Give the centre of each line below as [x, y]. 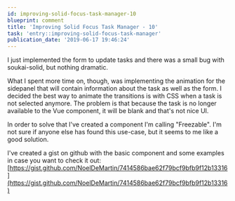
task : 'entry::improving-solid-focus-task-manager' [84, 33]
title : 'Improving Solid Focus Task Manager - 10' [83, 27]
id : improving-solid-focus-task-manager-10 [72, 14]
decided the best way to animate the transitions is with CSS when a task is [115, 96]
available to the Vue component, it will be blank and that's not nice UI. [108, 111]
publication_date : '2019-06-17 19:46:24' [69, 40]
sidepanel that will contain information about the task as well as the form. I [115, 89]
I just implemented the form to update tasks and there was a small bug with [116, 60]
